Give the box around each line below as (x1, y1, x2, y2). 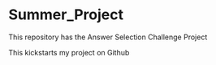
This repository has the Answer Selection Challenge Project (8, 32, 208, 42)
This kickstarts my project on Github (8, 47, 130, 57)
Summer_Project (8, 6, 124, 24)
